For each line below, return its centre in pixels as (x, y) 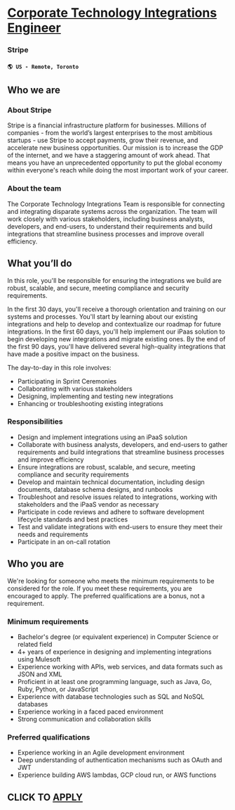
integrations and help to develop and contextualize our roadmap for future (114, 324)
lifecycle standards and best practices (73, 519)
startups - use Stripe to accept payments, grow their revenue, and (103, 140)
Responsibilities (35, 422)
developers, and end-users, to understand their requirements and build (110, 226)
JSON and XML (40, 674)
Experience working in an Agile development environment (101, 753)
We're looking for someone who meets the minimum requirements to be (111, 581)
